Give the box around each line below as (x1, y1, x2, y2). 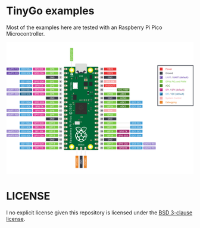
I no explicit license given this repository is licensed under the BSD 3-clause (6, 209, 193, 216)
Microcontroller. (6, 30, 45, 37)
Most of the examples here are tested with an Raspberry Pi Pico (6, 24, 162, 31)
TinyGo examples (6, 4, 95, 18)
